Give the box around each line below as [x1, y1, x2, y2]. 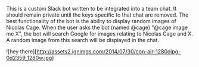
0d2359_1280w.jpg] [6, 55, 54, 61]
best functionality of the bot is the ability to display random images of [6, 18, 177, 24]
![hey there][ [6, 48, 37, 55]
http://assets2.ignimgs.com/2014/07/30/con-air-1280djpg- [36, 48, 181, 55]
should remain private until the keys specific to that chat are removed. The [6, 11, 189, 18]
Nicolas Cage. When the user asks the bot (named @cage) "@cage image [6, 24, 188, 31]
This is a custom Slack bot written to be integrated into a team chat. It [6, 5, 177, 12]
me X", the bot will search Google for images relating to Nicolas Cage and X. [6, 30, 194, 37]
